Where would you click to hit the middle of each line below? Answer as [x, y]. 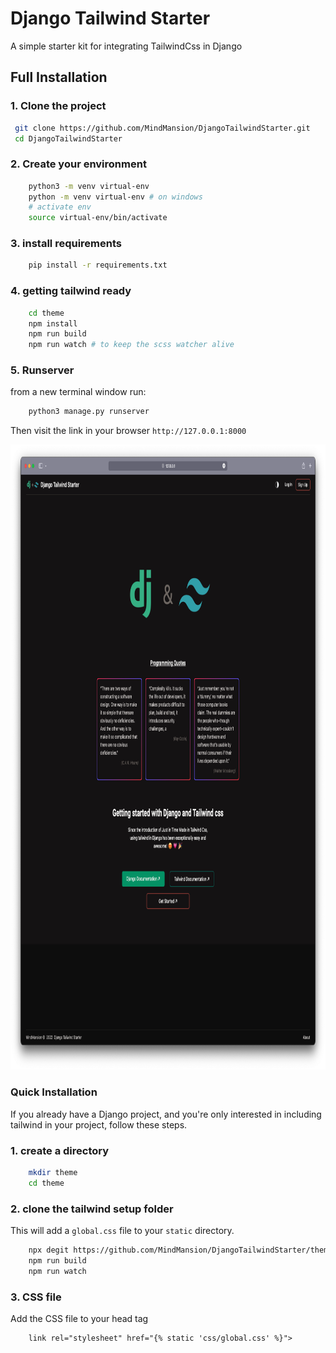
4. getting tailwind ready [71, 291]
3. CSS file [36, 1297]
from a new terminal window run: [78, 392]
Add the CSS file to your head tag [79, 1318]
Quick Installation [54, 1092]
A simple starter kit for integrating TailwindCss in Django [126, 46]
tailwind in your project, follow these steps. [99, 1124]
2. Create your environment [78, 164]
